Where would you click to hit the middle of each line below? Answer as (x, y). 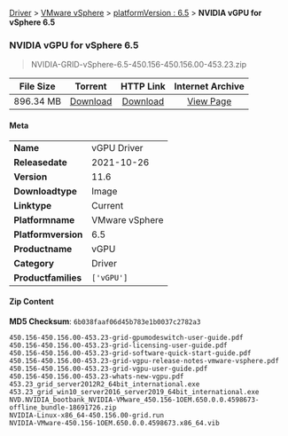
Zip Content (32, 302)
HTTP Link (143, 86)
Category (34, 263)
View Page (210, 101)
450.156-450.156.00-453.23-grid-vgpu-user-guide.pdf (109, 369)
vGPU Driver (117, 147)
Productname (43, 249)
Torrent (91, 86)
